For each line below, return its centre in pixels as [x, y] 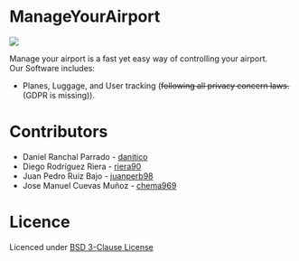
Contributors [59, 132]
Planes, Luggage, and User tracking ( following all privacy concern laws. [156, 85]
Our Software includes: [52, 68]
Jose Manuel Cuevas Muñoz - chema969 [99, 185]
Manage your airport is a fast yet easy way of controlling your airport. [139, 58]
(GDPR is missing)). [58, 95]
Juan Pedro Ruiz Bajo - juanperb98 [88, 176]
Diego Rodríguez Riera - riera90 [82, 166]
